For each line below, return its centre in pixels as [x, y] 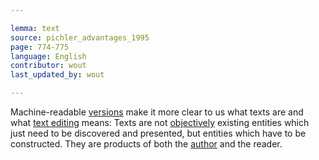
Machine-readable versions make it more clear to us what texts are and [157, 112]
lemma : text [35, 28]
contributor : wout [48, 66]
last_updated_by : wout [57, 75]
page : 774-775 [40, 47]
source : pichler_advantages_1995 [80, 37]
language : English [48, 56]
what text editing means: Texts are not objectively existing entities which [160, 122]
